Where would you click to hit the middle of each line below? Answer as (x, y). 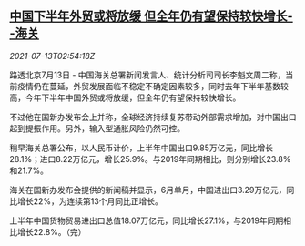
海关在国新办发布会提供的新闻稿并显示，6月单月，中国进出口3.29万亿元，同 (152, 190)
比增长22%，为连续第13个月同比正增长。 (86, 201)
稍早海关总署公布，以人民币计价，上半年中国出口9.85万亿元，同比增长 (142, 148)
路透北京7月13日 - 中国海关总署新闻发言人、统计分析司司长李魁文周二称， (147, 75)
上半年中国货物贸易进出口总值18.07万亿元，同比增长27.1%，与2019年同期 (147, 220)
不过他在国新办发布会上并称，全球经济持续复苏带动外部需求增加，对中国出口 (153, 117)
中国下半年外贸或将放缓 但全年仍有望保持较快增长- (151, 16)
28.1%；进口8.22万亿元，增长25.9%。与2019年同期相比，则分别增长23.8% (150, 159)
